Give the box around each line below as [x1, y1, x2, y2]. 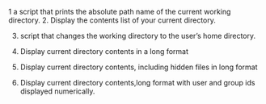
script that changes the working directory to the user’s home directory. [19, 31, 256, 40]
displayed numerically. [19, 86, 95, 96]
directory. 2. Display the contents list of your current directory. [8, 15, 217, 25]
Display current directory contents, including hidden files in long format [19, 62, 258, 72]
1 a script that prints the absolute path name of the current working [8, 7, 231, 16]
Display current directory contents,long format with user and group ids [19, 78, 255, 87]
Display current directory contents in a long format [19, 47, 188, 56]
